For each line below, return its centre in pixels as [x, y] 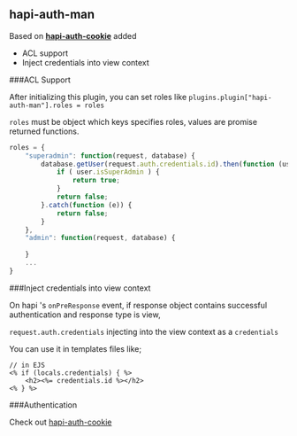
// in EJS [27, 365]
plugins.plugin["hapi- [230, 97]
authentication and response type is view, [85, 315]
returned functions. [44, 131]
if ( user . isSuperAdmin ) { [108, 172]
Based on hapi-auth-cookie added [73, 35]
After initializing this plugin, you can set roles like [98, 97]
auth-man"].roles [41, 105]
